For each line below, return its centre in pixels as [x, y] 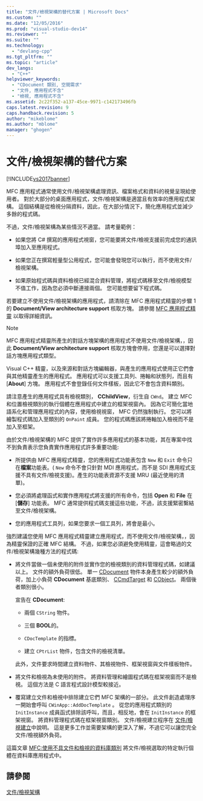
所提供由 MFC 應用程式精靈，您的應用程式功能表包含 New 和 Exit [95, 459]
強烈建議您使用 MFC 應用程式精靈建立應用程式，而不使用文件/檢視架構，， [98, 536]
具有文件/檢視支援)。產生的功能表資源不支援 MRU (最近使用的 [102, 475]
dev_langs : [20, 68]
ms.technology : [25, 46]
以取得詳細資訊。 [34, 316]
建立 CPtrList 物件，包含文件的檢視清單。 [76, 651]
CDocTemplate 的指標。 [52, 638]
